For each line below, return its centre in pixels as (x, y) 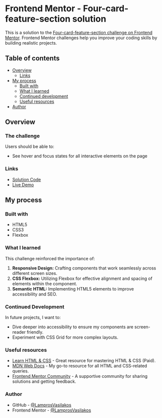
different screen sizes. (35, 273)
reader (19, 332)
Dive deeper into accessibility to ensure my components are (73, 327)
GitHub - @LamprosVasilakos (42, 405)
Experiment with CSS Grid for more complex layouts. (65, 337)
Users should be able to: (30, 147)
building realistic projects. (31, 43)
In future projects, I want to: (33, 318)
